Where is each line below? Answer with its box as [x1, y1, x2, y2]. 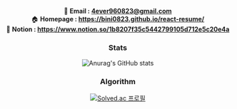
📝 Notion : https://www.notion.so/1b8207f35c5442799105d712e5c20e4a [6, 25, 230, 33]
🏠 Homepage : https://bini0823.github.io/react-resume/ [31, 15, 205, 23]
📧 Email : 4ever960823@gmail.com [64, 7, 172, 15]
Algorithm [100, 77, 136, 87]
